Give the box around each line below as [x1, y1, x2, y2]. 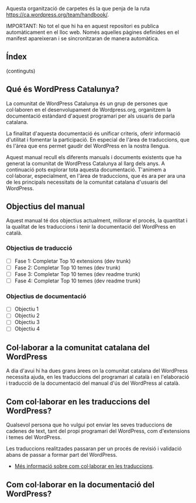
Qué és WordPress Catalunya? [6, 84, 120, 94]
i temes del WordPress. [6, 434, 62, 441]
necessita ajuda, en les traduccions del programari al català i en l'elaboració [6, 374, 190, 381]
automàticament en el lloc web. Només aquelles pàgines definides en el [6, 29, 180, 36]
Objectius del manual [6, 202, 85, 212]
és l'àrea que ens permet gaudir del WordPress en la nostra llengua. [6, 142, 170, 149]
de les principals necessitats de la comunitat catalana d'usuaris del [6, 178, 168, 185]
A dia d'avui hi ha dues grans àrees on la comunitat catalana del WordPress [6, 367, 188, 374]
